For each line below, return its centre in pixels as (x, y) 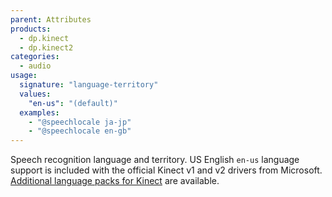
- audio (35, 66)
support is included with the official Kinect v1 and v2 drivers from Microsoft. (166, 170)
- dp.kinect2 (46, 47)
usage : (24, 76)
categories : (35, 57)
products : (31, 29)
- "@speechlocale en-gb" (80, 131)
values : (35, 94)
